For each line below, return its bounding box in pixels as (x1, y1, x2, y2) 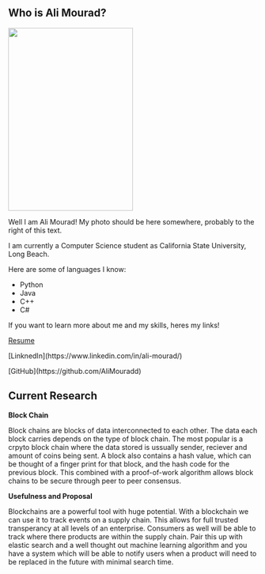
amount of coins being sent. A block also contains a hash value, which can (8, 451, 252, 460)
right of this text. (8, 225, 62, 235)
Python (19, 280, 44, 289)
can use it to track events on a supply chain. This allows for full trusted (8, 515, 239, 524)
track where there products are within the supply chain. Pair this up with (8, 531, 243, 541)
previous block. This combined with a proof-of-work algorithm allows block (8, 467, 254, 477)
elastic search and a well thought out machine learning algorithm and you (8, 540, 248, 549)
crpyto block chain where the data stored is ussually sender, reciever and (8, 442, 248, 451)
